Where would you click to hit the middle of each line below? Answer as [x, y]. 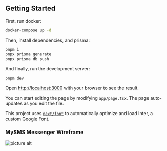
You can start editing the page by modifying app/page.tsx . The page [77, 98]
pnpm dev [15, 78]
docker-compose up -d [28, 30]
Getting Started [30, 8]
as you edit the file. [44, 103]
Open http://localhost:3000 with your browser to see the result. [72, 88]
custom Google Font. [27, 119]
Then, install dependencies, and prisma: [48, 40]
